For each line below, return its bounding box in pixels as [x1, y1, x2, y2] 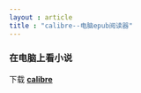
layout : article [9, 12, 73, 22]
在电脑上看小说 [9, 52, 73, 65]
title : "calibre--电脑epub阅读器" [9, 21, 134, 30]
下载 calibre [9, 74, 53, 84]
